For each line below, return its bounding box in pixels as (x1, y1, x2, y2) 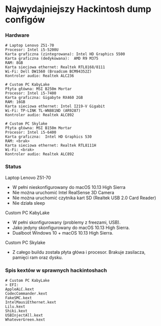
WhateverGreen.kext (5, 317, 46, 323)
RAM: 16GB (5, 99, 26, 105)
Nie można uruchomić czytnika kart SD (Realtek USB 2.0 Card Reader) (12, 195, 157, 201)
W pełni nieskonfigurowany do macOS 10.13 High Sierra (12, 184, 125, 190)
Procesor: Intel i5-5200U (5, 47, 58, 53)
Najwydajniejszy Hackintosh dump (5, 3, 152, 15)
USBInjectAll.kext (5, 313, 43, 318)
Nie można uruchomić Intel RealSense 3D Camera (12, 189, 114, 195)
